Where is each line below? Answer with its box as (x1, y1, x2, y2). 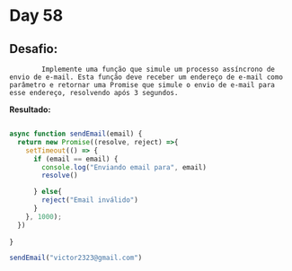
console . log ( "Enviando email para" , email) (41, 162, 207, 171)
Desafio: (9, 41, 58, 57)
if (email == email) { (32, 154, 119, 163)
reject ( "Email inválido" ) (41, 196, 139, 205)
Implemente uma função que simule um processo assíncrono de (41, 65, 276, 74)
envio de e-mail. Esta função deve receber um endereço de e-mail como (9, 73, 283, 82)
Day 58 (9, 5, 64, 26)
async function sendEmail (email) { (9, 129, 143, 138)
